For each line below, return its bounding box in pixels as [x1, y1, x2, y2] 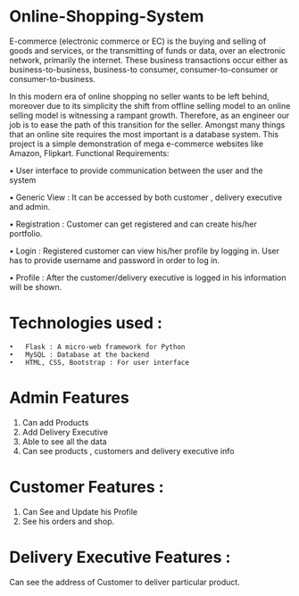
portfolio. [9, 228, 43, 238]
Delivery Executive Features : [9, 547, 231, 567]
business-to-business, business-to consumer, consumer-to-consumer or [9, 64, 278, 75]
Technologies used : [9, 313, 163, 334]
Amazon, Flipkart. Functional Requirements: [9, 147, 170, 158]
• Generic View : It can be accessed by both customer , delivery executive [9, 192, 283, 203]
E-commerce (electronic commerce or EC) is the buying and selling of [9, 36, 267, 46]
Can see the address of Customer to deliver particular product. [9, 576, 241, 587]
